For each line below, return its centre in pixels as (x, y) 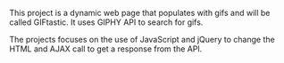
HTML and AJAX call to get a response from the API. (106, 49)
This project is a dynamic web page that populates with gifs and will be (140, 13)
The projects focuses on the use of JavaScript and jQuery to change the (142, 39)
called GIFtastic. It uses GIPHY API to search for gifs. (106, 22)
